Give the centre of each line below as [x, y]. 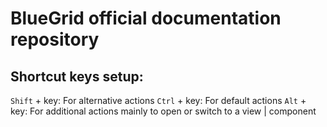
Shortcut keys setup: [77, 76]
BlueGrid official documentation [146, 18]
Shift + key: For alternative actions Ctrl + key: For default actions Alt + [158, 100]
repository [55, 39]
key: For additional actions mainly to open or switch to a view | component [163, 111]
